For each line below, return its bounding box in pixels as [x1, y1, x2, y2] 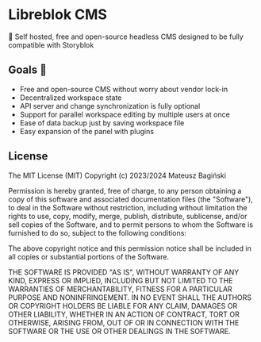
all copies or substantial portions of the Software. [8, 252, 169, 261]
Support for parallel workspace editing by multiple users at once [19, 110, 230, 119]
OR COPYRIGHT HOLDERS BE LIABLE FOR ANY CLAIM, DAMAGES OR [8, 301, 238, 310]
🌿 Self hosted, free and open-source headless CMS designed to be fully [8, 32, 244, 41]
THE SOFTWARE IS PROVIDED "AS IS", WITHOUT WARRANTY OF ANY [8, 267, 240, 277]
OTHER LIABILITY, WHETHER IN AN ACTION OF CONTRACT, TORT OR [8, 309, 240, 319]
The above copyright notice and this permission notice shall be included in [8, 244, 251, 253]
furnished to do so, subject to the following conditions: [8, 228, 186, 237]
